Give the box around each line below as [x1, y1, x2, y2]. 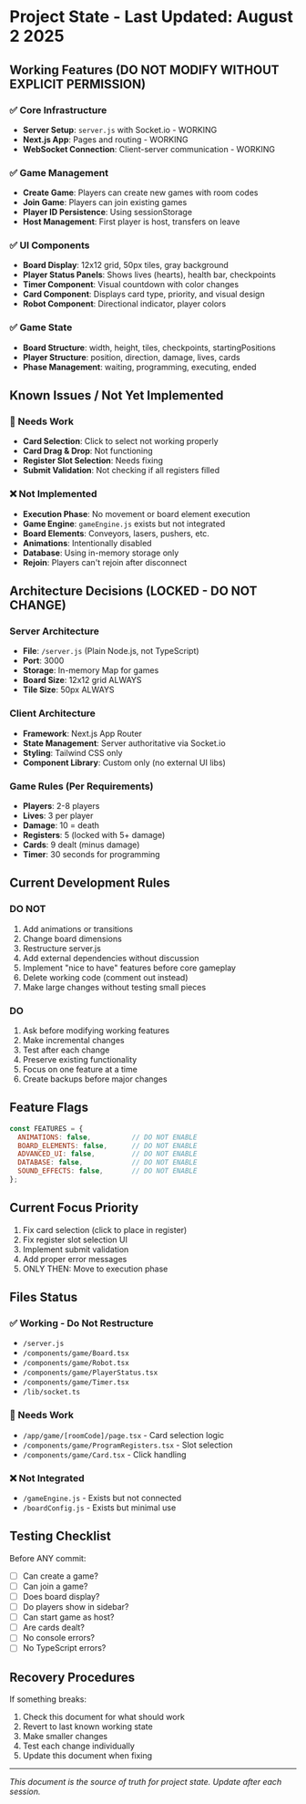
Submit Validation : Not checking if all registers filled [22, 465, 220, 476]
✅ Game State [9, 321, 73, 334]
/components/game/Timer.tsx [22, 1378, 129, 1387]
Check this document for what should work [22, 1712, 185, 1723]
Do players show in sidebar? [22, 1602, 129, 1612]
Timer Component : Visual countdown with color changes [22, 279, 240, 290]
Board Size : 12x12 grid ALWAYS [22, 675, 143, 686]
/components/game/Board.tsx [22, 1349, 129, 1358]
